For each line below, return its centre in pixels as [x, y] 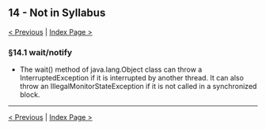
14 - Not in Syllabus [57, 13]
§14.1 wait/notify [40, 52]
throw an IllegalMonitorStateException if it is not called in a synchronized [138, 87]
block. [30, 95]
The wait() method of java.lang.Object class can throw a [111, 69]
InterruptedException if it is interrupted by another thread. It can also [131, 78]
